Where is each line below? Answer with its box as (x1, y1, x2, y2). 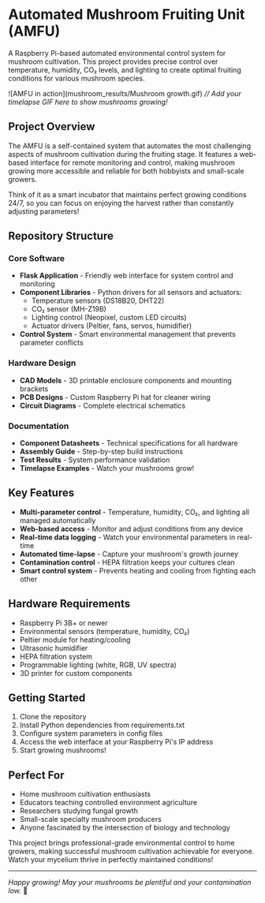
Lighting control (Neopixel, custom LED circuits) (31, 313, 187, 323)
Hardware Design (8, 357, 77, 368)
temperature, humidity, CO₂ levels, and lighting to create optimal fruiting (8, 65, 242, 74)
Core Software (8, 253, 65, 264)
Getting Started (8, 692, 86, 705)
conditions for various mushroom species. (8, 73, 145, 83)
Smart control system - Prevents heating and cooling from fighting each (19, 565, 256, 575)
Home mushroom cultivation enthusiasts (19, 789, 151, 799)
